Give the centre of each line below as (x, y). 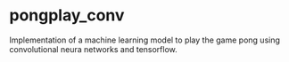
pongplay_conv (67, 15)
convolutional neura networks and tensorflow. (94, 49)
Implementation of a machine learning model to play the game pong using (145, 40)
